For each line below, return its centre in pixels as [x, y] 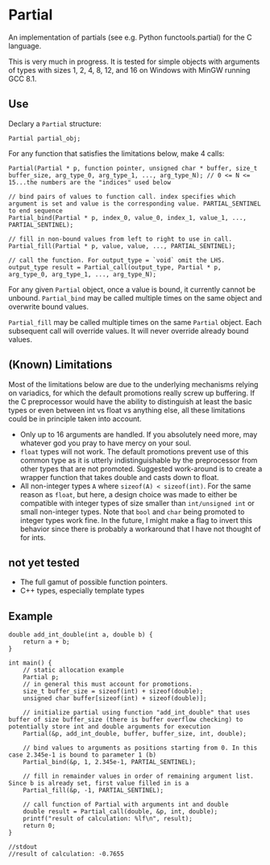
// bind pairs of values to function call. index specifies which [122, 196]
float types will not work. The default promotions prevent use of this [134, 451]
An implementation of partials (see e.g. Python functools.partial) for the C [130, 37]
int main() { [30, 663]
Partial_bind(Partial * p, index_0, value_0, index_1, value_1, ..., [128, 217]
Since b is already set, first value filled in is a [99, 783]
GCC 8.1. [23, 78]
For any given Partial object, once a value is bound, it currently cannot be [132, 289]
